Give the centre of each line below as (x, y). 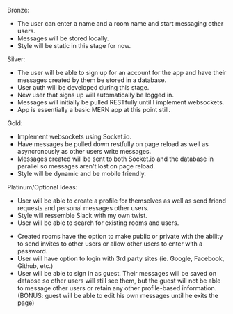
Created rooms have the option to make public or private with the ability (120, 236)
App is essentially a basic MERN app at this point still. (94, 110)
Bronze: (18, 10)
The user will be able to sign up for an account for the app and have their (122, 73)
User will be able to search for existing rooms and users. (98, 223)
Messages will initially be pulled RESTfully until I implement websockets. (121, 102)
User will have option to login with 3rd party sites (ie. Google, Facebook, (121, 258)
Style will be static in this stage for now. (74, 46)
